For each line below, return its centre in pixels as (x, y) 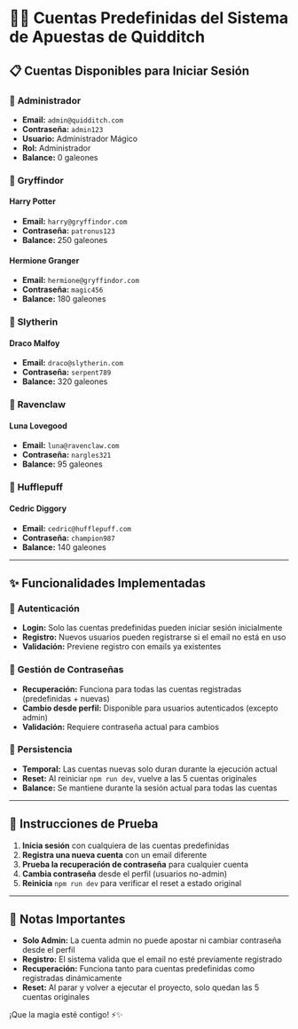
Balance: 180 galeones (64, 299)
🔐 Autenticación (44, 609)
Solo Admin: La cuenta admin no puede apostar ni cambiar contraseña (152, 940)
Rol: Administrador (56, 148)
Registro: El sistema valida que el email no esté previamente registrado (152, 959)
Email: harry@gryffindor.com (74, 221)
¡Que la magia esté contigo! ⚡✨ (66, 1015)
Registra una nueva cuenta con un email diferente (114, 854)
